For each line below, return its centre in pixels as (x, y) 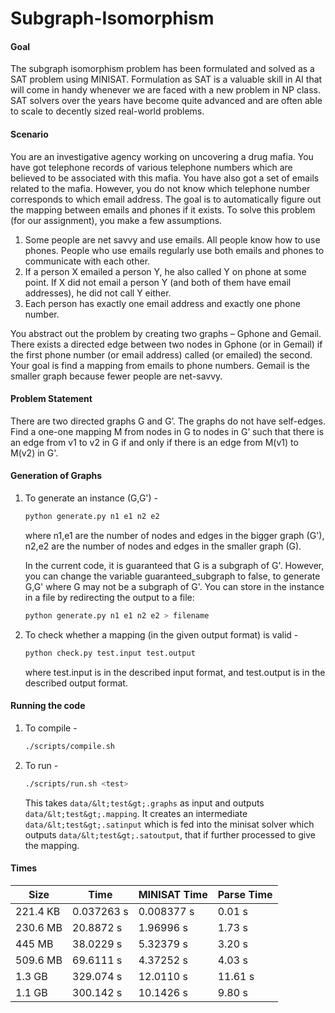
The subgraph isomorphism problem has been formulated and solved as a (162, 69)
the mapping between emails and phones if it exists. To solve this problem (163, 209)
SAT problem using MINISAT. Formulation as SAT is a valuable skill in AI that (166, 79)
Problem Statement (51, 399)
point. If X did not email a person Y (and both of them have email (158, 282)
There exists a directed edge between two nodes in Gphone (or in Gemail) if (166, 344)
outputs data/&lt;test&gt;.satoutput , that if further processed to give (170, 834)
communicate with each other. (87, 261)
